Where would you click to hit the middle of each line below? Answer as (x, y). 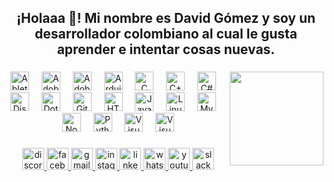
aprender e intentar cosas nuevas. (166, 49)
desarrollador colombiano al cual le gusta (166, 34)
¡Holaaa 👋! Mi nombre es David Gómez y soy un (166, 18)
